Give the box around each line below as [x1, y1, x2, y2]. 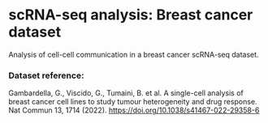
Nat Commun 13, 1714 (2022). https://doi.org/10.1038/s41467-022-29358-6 [8, 105, 260, 115]
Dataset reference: [8, 70, 84, 81]
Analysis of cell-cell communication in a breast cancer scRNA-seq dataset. [8, 49, 259, 59]
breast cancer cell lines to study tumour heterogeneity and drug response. [8, 97, 257, 107]
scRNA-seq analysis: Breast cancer [8, 6, 253, 24]
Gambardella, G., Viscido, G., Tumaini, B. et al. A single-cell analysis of [8, 88, 244, 98]
